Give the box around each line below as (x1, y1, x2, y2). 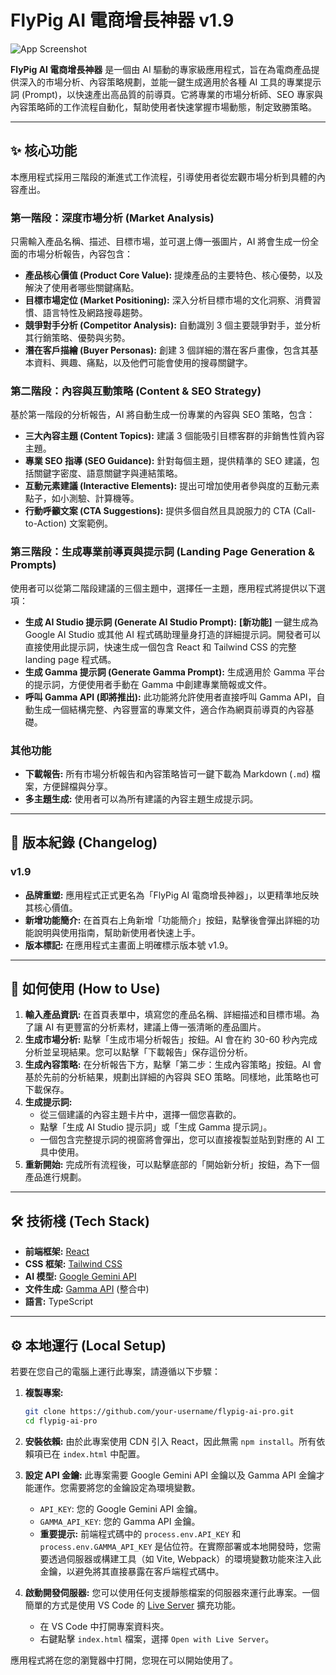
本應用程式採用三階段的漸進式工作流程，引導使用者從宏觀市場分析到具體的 (10, 171, 317, 183)
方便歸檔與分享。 (42, 780, 113, 792)
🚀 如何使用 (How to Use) (10, 981, 161, 998)
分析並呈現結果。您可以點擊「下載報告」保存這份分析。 (24, 1046, 253, 1058)
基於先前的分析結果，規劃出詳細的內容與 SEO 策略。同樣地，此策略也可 (24, 1071, 320, 1083)
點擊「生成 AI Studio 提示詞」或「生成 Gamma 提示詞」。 (39, 1121, 273, 1133)
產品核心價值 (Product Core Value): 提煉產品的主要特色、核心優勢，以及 (24, 269, 324, 281)
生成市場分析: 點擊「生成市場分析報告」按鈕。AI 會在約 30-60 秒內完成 (24, 1034, 318, 1046)
